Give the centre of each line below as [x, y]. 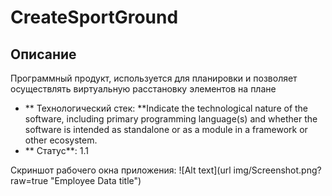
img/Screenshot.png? [277, 170]
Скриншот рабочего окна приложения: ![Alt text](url [121, 170]
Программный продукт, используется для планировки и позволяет [154, 78]
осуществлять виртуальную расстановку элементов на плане [143, 89]
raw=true [29, 180]
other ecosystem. [61, 140]
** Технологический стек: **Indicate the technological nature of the [166, 108]
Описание [43, 54]
